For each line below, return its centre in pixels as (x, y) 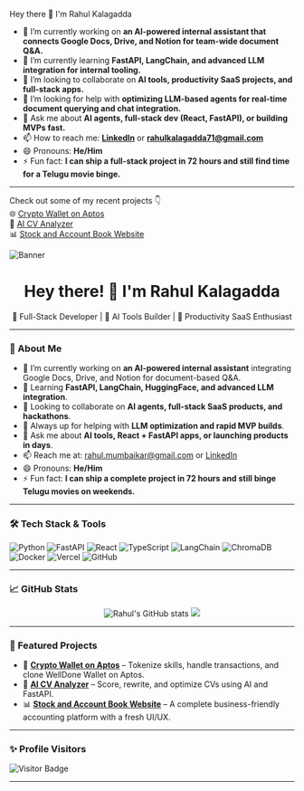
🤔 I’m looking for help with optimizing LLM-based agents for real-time (155, 99)
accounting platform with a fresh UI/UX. (96, 717)
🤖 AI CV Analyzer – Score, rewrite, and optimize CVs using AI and (145, 684)
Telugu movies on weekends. (79, 491)
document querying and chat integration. (102, 108)
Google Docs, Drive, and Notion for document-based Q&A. (132, 378)
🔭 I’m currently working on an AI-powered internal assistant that (144, 31)
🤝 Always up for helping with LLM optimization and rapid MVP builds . (153, 426)
